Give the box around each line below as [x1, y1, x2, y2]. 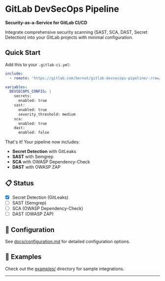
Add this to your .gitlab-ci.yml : [5, 61, 71, 67]
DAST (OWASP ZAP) [12, 211, 54, 217]
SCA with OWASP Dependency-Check [12, 159, 90, 165]
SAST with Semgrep [12, 153, 54, 160]
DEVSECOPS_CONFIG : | [9, 89, 52, 94]
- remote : [9, 76, 29, 80]
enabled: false [18, 130, 50, 135]
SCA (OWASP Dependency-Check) [12, 205, 83, 211]
